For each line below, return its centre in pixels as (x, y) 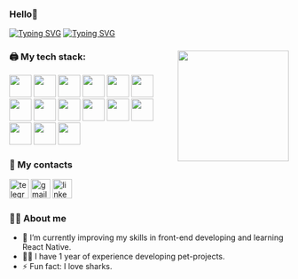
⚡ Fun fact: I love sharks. (67, 267)
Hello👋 (24, 14)
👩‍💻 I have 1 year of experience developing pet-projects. (123, 257)
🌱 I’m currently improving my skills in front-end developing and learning (153, 237)
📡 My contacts (41, 165)
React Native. (47, 247)
